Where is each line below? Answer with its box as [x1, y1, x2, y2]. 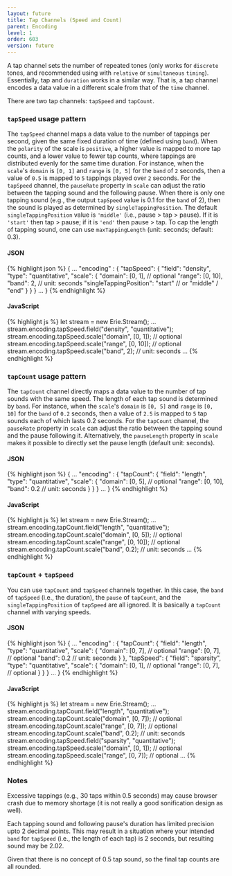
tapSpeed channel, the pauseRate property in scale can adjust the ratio [7, 181, 206, 190]
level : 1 [7, 29, 33, 37]
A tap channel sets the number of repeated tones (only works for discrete [7, 62, 219, 69]
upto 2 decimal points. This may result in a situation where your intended [7, 827, 215, 835]
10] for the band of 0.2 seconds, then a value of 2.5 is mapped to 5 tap [7, 409, 208, 418]
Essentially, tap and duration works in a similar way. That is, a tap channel [7, 76, 218, 84]
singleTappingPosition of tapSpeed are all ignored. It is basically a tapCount [7, 600, 222, 609]
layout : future [7, 10, 51, 17]
